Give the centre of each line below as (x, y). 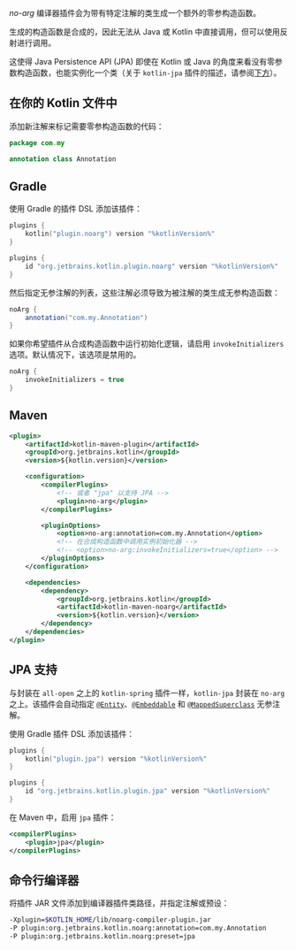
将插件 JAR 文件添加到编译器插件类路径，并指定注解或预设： (119, 903)
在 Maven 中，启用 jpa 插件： (63, 817)
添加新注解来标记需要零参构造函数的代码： (87, 126)
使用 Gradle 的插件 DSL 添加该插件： (76, 209)
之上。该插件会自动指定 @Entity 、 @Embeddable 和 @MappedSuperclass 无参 (141, 704)
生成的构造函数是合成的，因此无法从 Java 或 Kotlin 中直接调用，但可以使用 (144, 32)
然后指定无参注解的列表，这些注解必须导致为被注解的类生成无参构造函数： (144, 292)
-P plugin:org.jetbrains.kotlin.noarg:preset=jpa (102, 937)
